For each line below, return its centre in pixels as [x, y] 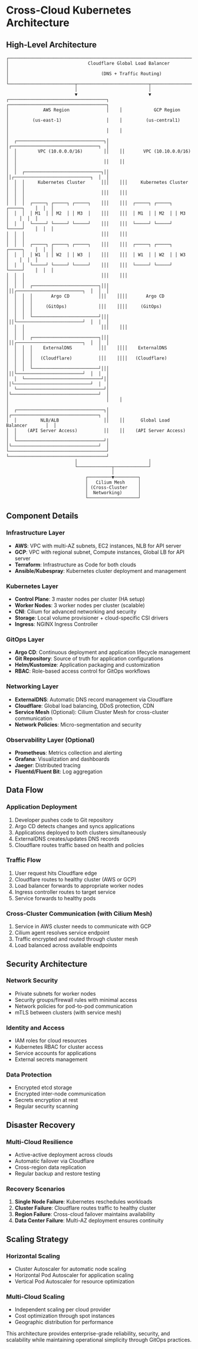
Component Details [42, 516]
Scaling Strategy [37, 1239]
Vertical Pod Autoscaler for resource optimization [74, 1282]
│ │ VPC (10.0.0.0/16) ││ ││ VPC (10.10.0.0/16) [99, 151]
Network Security [32, 981]
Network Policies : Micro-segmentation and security [78, 724]
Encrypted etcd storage [43, 1088]
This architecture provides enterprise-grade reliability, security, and [88, 1334]
